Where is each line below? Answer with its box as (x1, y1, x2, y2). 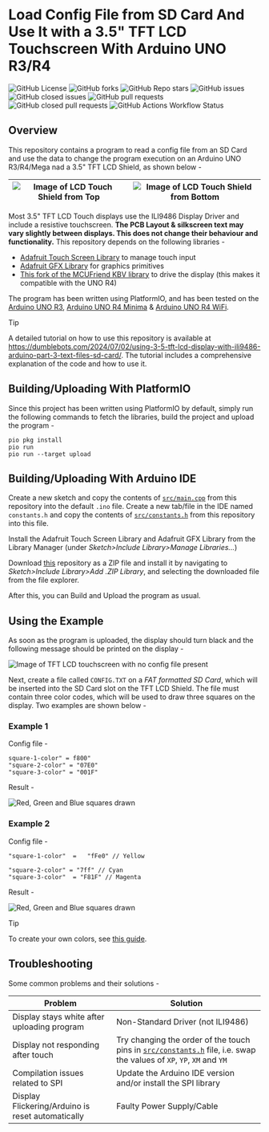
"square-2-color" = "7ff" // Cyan (8, 865, 124, 874)
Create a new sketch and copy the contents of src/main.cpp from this (8, 493, 238, 503)
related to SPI (12, 1077, 63, 1089)
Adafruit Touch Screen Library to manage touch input (19, 252, 196, 262)
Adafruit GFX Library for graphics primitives (19, 261, 164, 271)
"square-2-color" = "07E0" (8, 761, 98, 770)
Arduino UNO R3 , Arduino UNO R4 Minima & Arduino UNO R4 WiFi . (8, 302, 230, 312)
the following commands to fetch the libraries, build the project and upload (8, 412, 255, 421)
